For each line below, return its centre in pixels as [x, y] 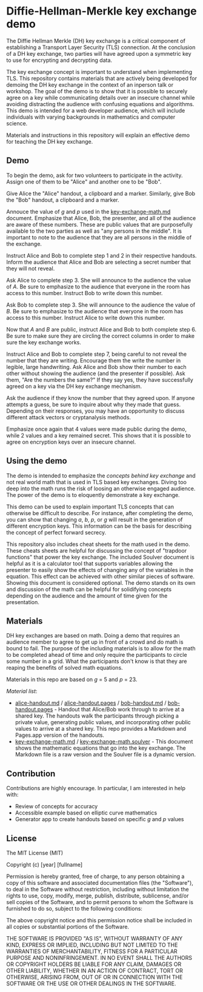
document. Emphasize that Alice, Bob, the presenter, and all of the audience [101, 218]
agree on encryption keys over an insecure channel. [71, 442]
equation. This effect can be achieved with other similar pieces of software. [101, 576]
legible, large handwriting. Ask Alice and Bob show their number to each [96, 367]
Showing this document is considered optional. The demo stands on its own [101, 582]
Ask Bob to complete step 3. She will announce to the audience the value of [101, 305]
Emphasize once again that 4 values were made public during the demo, [96, 429]
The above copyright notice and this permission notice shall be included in [99, 920]
